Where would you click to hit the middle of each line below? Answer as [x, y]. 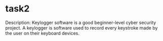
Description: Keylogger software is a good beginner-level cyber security [81, 22]
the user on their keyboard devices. [42, 33]
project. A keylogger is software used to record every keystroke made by [81, 27]
